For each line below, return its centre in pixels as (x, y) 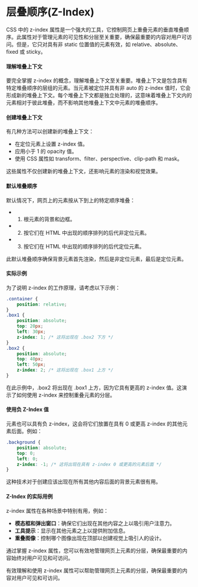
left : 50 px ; (31, 365)
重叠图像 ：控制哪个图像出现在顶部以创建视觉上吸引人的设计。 (90, 538)
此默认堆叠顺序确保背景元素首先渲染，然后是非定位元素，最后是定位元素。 (96, 259)
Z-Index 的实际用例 (29, 496)
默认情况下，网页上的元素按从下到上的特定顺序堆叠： (71, 200)
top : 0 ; (26, 453)
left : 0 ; (27, 459)
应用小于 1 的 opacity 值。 (46, 152)
